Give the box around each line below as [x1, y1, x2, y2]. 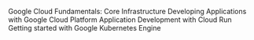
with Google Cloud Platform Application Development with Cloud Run [8, 15, 232, 24]
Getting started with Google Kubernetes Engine [8, 24, 161, 32]
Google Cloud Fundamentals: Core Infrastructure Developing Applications [8, 7, 247, 16]
